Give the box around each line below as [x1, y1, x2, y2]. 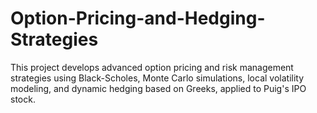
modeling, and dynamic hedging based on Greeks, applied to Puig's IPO [10, 82, 307, 94]
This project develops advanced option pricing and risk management [10, 61, 294, 73]
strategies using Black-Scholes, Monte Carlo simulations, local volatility [10, 72, 305, 84]
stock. [10, 93, 36, 105]
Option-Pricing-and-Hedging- [10, 7, 266, 30]
